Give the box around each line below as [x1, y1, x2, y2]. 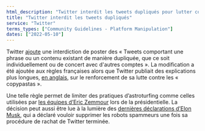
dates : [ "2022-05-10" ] [6, 32, 64, 38]
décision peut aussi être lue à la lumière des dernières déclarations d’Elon [6, 105, 192, 112]
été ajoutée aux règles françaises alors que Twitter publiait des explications [6, 67, 196, 75]
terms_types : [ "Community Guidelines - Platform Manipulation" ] [6, 25, 173, 32]
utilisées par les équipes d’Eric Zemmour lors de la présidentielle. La [6, 98, 178, 106]
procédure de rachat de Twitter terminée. [6, 118, 110, 125]
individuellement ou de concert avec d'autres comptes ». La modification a [6, 61, 195, 69]
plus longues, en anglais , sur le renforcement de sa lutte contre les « [6, 74, 179, 81]
